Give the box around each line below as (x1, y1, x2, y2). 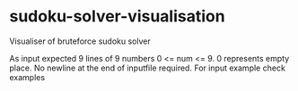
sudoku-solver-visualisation (9, 6, 226, 27)
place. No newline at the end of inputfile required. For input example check (9, 62, 285, 73)
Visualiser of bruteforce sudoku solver (9, 36, 151, 46)
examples (9, 71, 46, 82)
